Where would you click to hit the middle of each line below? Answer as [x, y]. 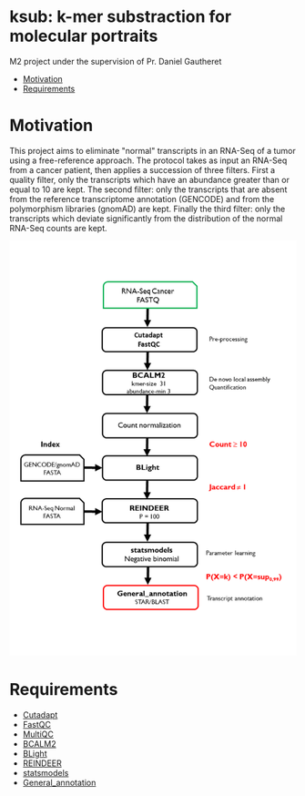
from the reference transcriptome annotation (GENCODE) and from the [142, 199]
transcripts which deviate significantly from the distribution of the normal [146, 218]
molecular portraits [84, 36]
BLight [35, 753]
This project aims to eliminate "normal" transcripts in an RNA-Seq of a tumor [152, 150]
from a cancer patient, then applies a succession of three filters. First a [142, 169]
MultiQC [38, 734]
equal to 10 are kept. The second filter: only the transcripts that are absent [148, 189]
